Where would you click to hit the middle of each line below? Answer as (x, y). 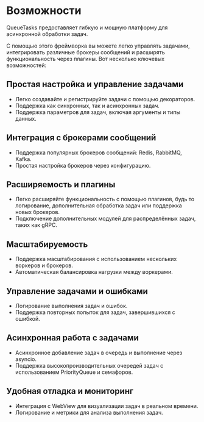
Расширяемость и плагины (61, 184)
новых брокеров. (37, 212)
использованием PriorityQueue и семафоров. (74, 372)
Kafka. (23, 159)
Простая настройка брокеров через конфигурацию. (83, 165)
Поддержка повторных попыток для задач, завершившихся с (95, 312)
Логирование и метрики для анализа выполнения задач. (89, 412)
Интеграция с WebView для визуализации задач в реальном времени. (107, 406)
